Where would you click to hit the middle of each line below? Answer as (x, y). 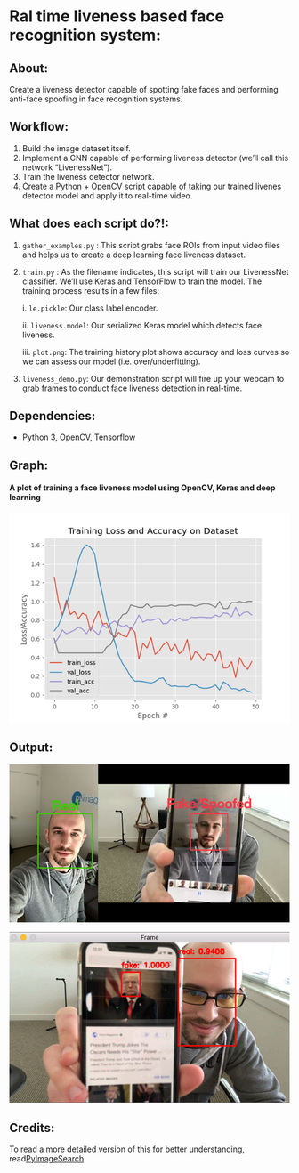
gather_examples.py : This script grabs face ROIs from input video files (151, 245)
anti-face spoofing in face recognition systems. (96, 99)
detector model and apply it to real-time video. (107, 195)
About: (29, 68)
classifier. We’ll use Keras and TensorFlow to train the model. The (142, 281)
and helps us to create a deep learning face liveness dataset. (134, 255)
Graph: (29, 465)
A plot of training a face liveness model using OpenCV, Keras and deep (142, 488)
